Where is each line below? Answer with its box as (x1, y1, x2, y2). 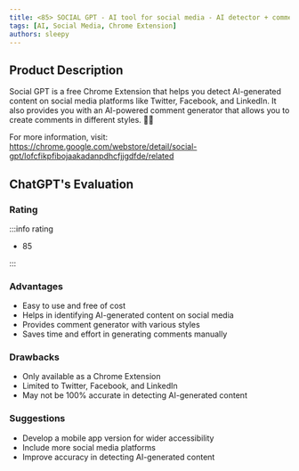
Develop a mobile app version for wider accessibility (21, 433, 214, 443)
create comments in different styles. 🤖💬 (9, 115, 154, 126)
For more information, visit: (9, 132, 109, 142)
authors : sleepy (9, 29, 69, 38)
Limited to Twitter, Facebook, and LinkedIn (21, 380, 178, 392)
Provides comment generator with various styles (21, 320, 200, 330)
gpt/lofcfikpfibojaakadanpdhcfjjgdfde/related (9, 150, 174, 161)
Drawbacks (9, 351, 60, 363)
